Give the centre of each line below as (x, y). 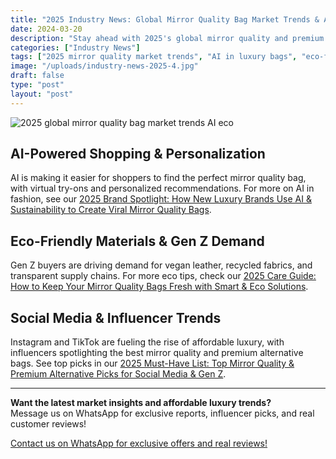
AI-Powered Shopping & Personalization (138, 154)
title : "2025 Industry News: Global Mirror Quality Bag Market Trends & (165, 19)
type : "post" (37, 85)
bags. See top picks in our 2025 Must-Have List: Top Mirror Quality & (152, 363)
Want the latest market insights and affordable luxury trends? (141, 403)
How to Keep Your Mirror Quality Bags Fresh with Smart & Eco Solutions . (159, 287)
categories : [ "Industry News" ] (75, 47)
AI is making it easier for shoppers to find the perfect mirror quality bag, (158, 178)
